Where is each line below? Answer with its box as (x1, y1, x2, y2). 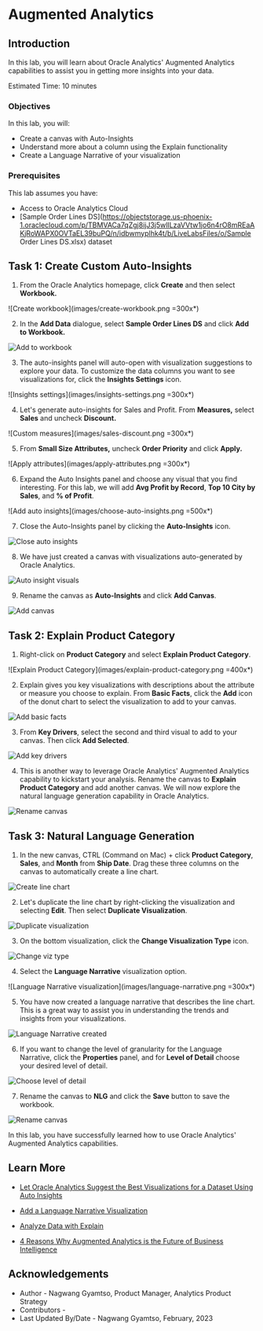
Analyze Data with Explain (19, 1221, 104, 1230)
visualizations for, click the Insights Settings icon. (19, 375, 182, 384)
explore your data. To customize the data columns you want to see (19, 366, 236, 376)
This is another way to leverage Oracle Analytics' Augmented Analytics (19, 767, 250, 776)
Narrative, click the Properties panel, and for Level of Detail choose (19, 1053, 240, 1062)
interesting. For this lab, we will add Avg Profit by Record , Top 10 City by (19, 483, 256, 492)
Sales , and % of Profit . (19, 491, 94, 501)
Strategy (19, 1296, 48, 1306)
